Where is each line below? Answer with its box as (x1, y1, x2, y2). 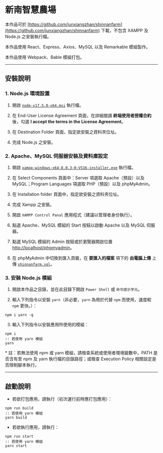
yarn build (5, 415, 27, 420)
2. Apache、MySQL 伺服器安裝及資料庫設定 (5, 153, 108, 159)
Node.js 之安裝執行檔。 (5, 34, 52, 39)
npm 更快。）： (12, 303, 37, 309)
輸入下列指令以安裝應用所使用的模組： (12, 322, 89, 328)
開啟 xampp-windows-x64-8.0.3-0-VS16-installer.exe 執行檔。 (12, 164, 136, 170)
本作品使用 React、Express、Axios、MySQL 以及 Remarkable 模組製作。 (5, 44, 150, 50)
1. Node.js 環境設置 (5, 90, 50, 97)
